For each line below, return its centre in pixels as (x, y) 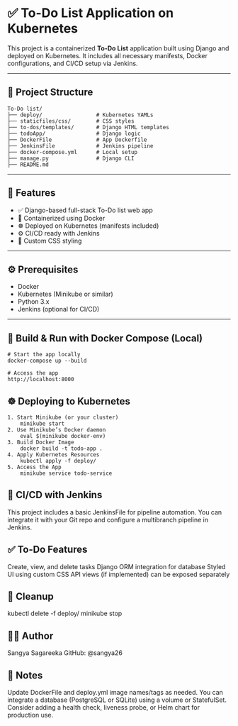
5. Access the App (34, 467)
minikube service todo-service (66, 473)
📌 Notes (25, 675)
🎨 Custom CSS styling (50, 241)
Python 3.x (33, 302)
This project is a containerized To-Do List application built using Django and (118, 48)
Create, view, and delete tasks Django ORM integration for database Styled (117, 566)
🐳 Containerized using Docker (61, 218)
